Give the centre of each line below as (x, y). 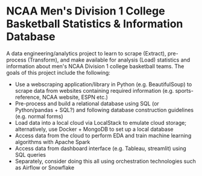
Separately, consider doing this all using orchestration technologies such (105, 161)
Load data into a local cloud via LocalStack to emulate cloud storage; (101, 122)
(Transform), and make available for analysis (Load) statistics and (109, 60)
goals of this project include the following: (58, 72)
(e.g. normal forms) (39, 116)
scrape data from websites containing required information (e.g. (94, 90)
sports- (185, 90)
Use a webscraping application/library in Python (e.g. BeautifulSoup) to (103, 84)
